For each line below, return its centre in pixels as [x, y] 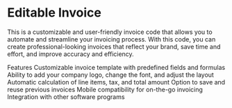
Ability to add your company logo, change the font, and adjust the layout [110, 75]
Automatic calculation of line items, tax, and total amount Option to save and [116, 82]
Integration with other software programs [66, 97]
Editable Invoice [55, 13]
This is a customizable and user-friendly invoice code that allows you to [110, 32]
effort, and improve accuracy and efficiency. [71, 54]
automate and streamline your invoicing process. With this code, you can [111, 39]
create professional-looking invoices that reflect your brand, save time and [114, 46]
